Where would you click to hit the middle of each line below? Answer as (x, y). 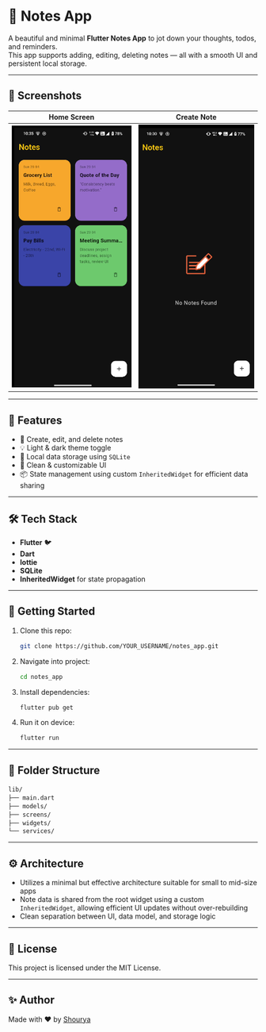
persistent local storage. (47, 63)
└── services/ (32, 831)
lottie (28, 562)
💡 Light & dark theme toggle (65, 448)
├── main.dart (32, 798)
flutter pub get (46, 708)
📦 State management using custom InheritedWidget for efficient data (134, 474)
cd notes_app (41, 677)
